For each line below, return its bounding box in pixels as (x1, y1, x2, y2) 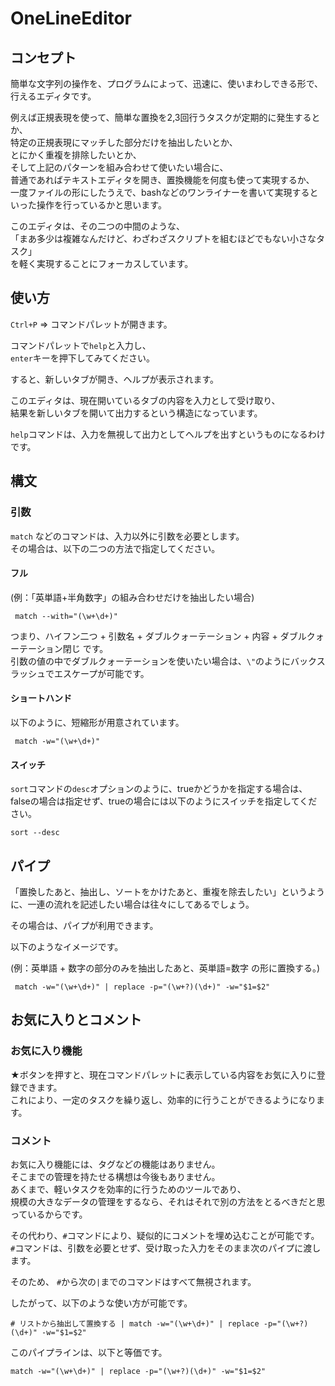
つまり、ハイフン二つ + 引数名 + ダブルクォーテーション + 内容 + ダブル (10, 630, 307, 642)
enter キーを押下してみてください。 (10, 352, 155, 364)
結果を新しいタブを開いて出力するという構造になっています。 (10, 407, 263, 419)
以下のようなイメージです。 (10, 940, 124, 952)
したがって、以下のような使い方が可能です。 (10, 1297, 193, 1309)
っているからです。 (10, 1208, 88, 1220)
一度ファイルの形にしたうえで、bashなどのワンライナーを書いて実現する (10, 187, 310, 198)
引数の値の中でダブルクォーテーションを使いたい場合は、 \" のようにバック (10, 655, 317, 667)
